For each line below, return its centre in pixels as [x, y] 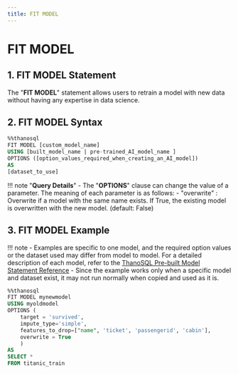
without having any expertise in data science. [74, 100]
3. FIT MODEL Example [59, 231]
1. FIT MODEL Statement [62, 75]
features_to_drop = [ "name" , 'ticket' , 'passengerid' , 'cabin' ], [116, 330]
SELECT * [20, 357]
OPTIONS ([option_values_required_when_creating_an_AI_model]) [103, 159]
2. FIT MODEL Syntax [55, 123]
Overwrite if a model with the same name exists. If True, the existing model [117, 201]
